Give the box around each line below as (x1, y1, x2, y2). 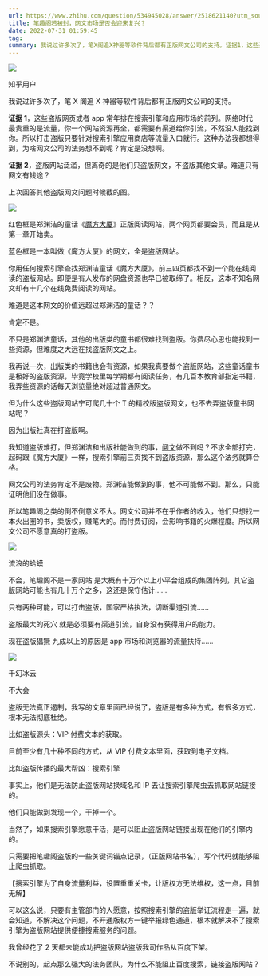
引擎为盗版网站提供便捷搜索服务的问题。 (8, 926, 141, 935)
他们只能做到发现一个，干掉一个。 (8, 807, 120, 817)
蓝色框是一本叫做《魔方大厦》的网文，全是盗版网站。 (8, 246, 183, 256)
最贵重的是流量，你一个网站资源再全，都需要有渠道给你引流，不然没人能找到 (8, 123, 260, 133)
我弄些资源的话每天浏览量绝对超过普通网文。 (8, 382, 156, 391)
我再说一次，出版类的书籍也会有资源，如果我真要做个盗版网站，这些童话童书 (8, 362, 260, 371)
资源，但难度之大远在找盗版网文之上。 (14, 345, 141, 354)
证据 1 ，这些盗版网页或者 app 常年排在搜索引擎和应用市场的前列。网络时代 (8, 114, 254, 123)
